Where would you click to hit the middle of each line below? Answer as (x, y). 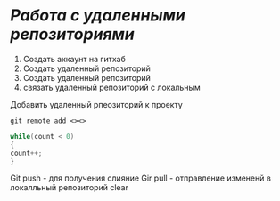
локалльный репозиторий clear (69, 188)
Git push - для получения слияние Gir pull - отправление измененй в (140, 178)
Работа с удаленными (98, 16)
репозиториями (72, 34)
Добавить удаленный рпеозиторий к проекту (97, 104)
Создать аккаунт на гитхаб (74, 59)
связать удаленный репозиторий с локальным (111, 87)
